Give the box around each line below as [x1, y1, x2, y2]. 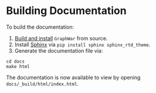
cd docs [6, 58, 25, 64]
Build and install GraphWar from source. [14, 35, 108, 42]
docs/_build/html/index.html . [6, 80, 79, 87]
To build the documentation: [6, 23, 74, 30]
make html [6, 63, 30, 70]
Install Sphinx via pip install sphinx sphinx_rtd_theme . [14, 41, 151, 48]
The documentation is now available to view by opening [6, 74, 141, 81]
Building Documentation [6, 4, 127, 18]
